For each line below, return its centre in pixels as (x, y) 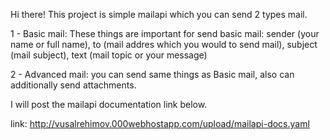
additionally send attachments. (73, 85)
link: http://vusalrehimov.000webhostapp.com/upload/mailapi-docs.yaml (160, 123)
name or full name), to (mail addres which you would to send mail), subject (164, 44)
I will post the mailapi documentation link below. (109, 104)
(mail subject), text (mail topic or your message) (109, 55)
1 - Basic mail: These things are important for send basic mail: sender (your (165, 33)
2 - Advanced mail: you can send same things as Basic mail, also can (152, 74)
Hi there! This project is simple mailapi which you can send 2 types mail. (159, 14)
